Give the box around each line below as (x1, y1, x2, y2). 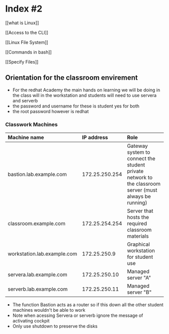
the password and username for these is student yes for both (12, 103, 140, 109)
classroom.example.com (8, 220, 65, 227)
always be (127, 193, 151, 200)
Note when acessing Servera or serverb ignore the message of (12, 312, 143, 318)
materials (127, 233, 149, 240)
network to (127, 174, 153, 181)
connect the (127, 155, 156, 162)
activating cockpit (12, 318, 50, 324)
